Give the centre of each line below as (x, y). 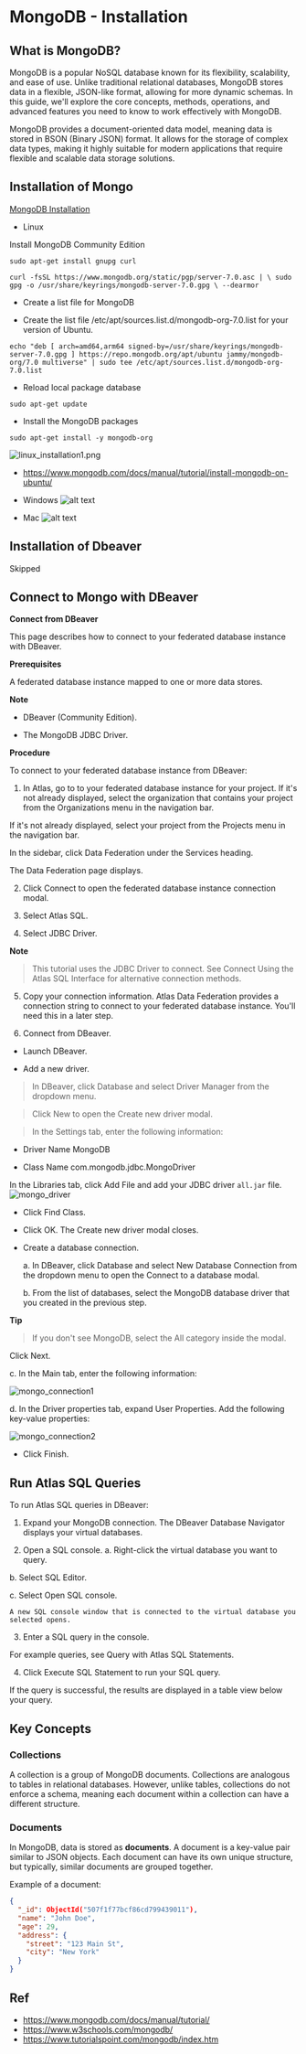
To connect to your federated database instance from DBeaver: (129, 771)
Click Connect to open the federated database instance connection (149, 888)
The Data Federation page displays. (76, 871)
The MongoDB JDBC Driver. (75, 735)
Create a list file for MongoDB (79, 302)
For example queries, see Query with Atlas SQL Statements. (122, 1655)
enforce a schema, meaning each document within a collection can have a (149, 1793)
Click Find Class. (54, 1213)
